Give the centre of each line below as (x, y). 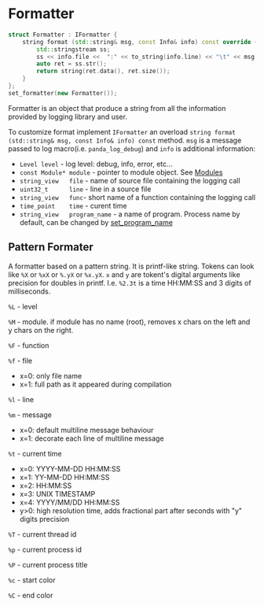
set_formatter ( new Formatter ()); (63, 93)
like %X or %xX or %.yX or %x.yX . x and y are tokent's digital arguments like (125, 274)
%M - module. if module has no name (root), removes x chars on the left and (129, 321)
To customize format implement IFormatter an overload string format (122, 131)
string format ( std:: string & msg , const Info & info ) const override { (140, 42)
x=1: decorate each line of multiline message (92, 438)
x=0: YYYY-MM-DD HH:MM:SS (70, 468)
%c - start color (32, 580)
